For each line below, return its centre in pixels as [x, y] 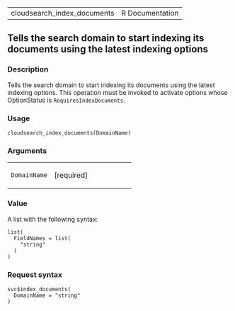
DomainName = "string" [47, 295]
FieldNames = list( [42, 238]
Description [28, 69]
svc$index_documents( [39, 289]
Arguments [27, 150]
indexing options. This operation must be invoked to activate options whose [117, 92]
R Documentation [150, 13]
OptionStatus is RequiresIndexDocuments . [66, 100]
